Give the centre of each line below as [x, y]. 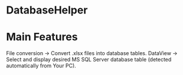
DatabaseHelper [47, 10]
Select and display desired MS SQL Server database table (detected [89, 60]
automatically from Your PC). [41, 66]
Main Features [42, 37]
